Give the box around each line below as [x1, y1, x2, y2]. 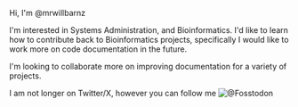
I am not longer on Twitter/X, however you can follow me [9, 88, 216, 98]
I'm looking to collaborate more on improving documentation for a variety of [9, 62, 287, 71]
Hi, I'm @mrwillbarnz [9, 8, 86, 18]
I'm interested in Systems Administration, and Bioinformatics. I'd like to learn [9, 25, 289, 35]
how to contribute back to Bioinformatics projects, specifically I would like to [9, 35, 289, 45]
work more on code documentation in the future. [9, 44, 188, 54]
